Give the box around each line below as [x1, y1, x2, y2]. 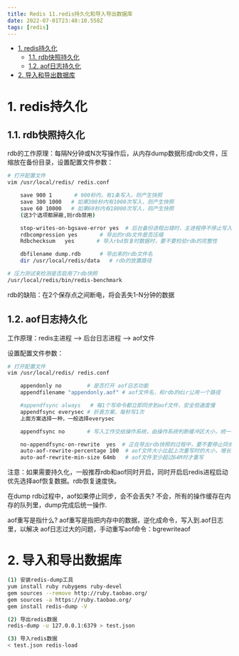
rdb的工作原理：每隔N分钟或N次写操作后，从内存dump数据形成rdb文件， [7, 149, 222, 157]
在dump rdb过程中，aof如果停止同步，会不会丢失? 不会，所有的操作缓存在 [7, 492, 225, 501]
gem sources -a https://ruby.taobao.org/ [7, 596, 132, 603]
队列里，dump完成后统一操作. [19, 501, 107, 509]
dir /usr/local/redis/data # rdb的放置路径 [20, 257, 152, 264]
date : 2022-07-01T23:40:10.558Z [7, 17, 103, 24]
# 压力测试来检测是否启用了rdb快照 [7, 270, 98, 277]
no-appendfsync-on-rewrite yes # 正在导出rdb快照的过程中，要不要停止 [20, 441, 223, 448]
